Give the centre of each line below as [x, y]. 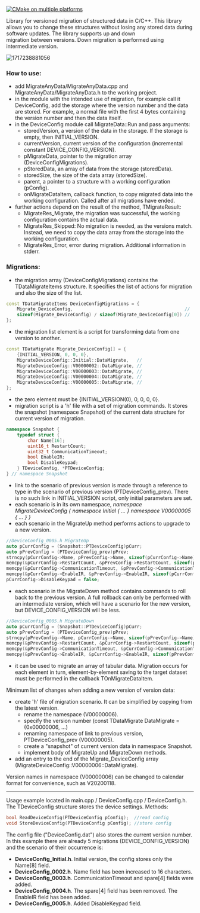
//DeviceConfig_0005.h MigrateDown [50, 621]
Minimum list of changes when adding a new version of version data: [91, 690]
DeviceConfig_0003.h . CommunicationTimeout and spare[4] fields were [104, 878]
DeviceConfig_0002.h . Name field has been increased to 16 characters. [103, 871]
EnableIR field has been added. [53, 897]
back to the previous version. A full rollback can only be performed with [103, 597]
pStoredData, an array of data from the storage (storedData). [98, 169]
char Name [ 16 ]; [46, 440]
